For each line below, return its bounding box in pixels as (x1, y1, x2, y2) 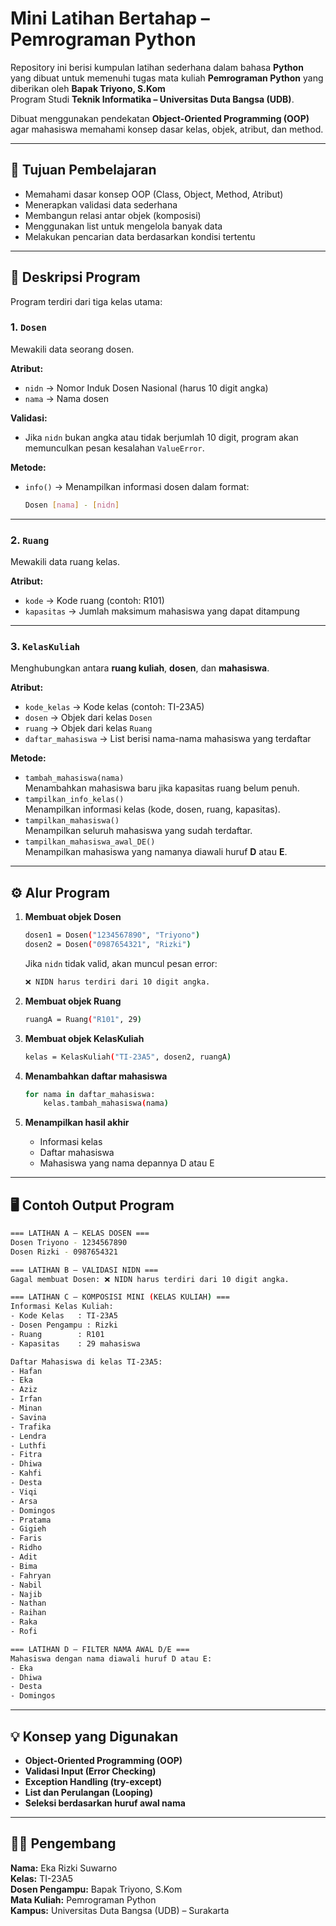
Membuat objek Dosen (24, 911, 122, 923)
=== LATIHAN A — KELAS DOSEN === (10, 1228, 150, 1239)
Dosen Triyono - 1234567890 (10, 1237, 128, 1247)
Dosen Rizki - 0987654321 (10, 1247, 118, 1257)
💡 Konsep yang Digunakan (10, 1728, 179, 1745)
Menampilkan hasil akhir (24, 1117, 130, 1129)
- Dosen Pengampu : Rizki (10, 1320, 118, 1331)
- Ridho (10, 1543, 43, 1553)
